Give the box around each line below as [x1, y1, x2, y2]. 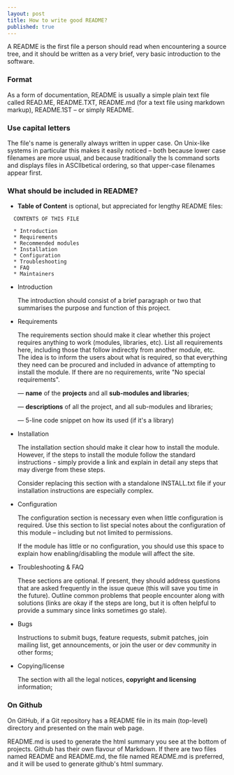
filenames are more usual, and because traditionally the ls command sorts [7, 153, 220, 162]
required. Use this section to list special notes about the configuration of [17, 521, 226, 529]
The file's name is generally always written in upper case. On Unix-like [7, 138, 210, 147]
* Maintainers [13, 271, 54, 278]
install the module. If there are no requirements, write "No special [17, 368, 205, 376]
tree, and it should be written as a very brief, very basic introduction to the [7, 50, 221, 58]
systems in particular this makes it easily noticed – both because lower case [7, 146, 226, 155]
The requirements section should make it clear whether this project [17, 331, 211, 339]
